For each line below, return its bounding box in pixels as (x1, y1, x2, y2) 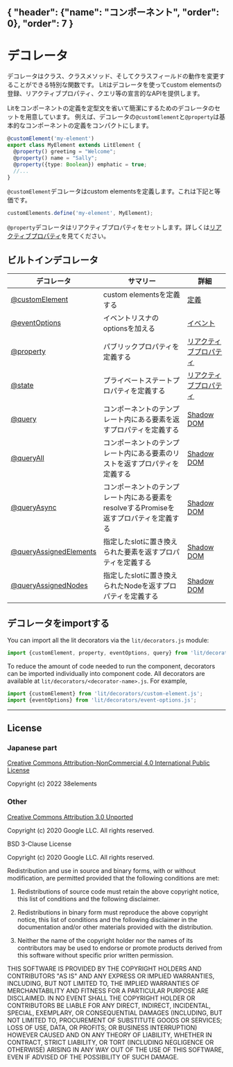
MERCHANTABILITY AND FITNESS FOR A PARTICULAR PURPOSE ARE (7, 987, 209, 995)
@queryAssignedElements (10, 547, 97, 557)
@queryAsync (10, 503, 57, 512)
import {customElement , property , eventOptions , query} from (7, 649, 188, 657)
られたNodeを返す (103, 581, 163, 591)
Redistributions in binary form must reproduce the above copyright (17, 908, 208, 917)
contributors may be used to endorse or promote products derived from (17, 944, 223, 952)
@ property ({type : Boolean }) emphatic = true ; (13, 161, 148, 168)
